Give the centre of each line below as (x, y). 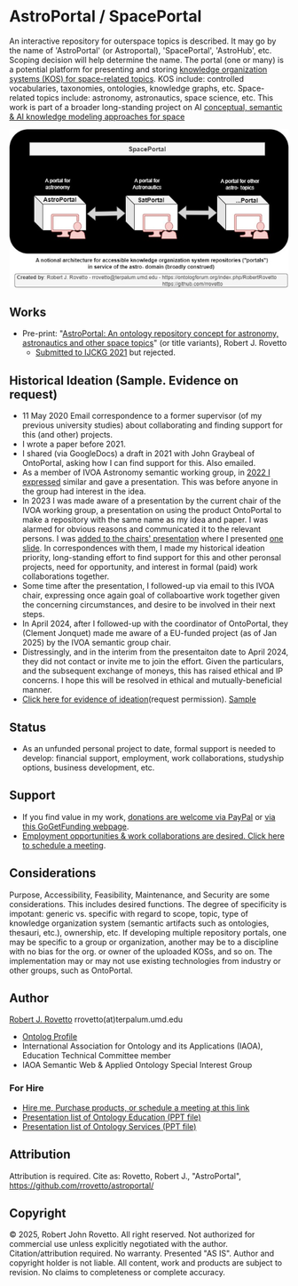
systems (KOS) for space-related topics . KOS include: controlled (127, 78)
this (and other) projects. (67, 435)
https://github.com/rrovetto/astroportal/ (82, 1186)
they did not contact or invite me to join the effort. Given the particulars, (153, 662)
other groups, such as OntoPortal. (71, 970)
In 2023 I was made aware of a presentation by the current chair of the (151, 501)
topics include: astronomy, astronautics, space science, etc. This (155, 97)
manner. (37, 690)
